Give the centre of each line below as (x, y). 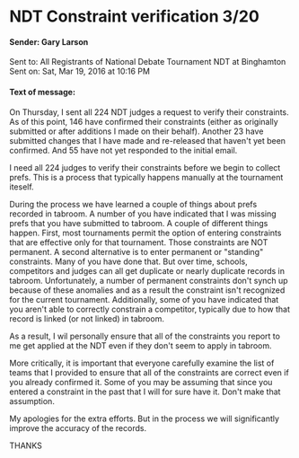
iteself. (22, 187)
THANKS (26, 445)
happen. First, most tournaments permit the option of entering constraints (145, 233)
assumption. (32, 401)
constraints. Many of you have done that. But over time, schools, (129, 261)
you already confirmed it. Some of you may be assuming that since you (141, 382)
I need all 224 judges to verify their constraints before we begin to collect (145, 167)
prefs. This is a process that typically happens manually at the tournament (146, 177)
